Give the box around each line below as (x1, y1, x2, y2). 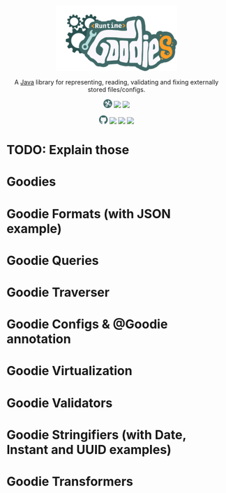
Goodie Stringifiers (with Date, (6, 427, 186, 443)
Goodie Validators (6, 395, 113, 411)
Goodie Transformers (6, 473, 134, 490)
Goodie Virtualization (6, 363, 133, 379)
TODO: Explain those (6, 142, 130, 158)
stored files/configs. (87, 86, 146, 93)
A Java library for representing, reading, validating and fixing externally (14, 78, 219, 86)
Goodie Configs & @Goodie (6, 317, 168, 333)
